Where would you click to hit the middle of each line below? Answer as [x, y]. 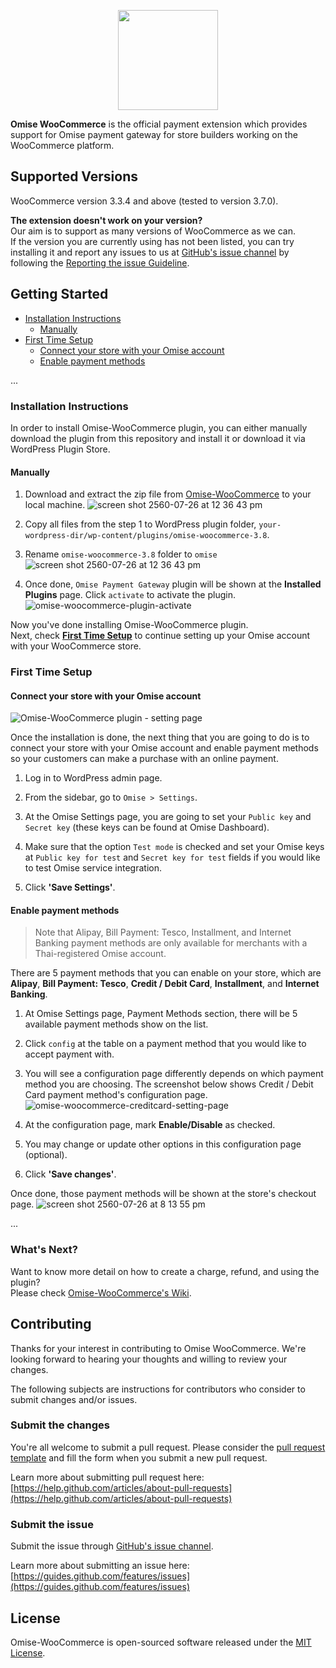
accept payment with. [69, 1054]
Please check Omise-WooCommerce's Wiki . [101, 1292]
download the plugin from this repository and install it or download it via [158, 438]
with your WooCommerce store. [76, 646]
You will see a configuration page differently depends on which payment [174, 1074]
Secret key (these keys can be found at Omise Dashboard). [147, 827]
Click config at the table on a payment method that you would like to [165, 1044]
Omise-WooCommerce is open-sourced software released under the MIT [161, 1642]
